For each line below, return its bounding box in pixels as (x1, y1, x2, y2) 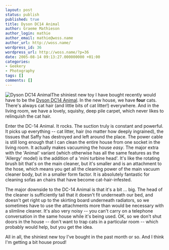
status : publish (5, 12, 39, 17)
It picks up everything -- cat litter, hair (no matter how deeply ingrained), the (5, 128, 164, 134)
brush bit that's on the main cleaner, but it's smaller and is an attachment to (5, 160, 162, 167)
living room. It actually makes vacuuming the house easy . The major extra (5, 144, 159, 151)
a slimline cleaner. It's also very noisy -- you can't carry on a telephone (5, 208, 153, 214)
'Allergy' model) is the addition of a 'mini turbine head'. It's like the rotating (5, 155, 160, 161)
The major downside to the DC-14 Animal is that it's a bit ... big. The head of (5, 186, 163, 192)
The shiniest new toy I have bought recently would (51, 91, 156, 97)
